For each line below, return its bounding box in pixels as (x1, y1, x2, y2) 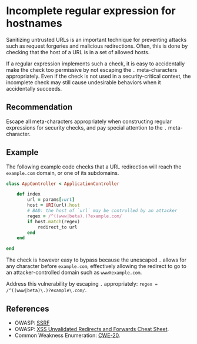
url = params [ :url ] (27, 197, 75, 203)
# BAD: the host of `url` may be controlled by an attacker (27, 208, 178, 214)
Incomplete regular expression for (6, 4, 176, 18)
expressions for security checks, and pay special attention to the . (6, 124, 167, 131)
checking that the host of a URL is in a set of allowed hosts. (6, 48, 150, 55)
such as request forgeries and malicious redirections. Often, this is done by (6, 42, 188, 49)
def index (16, 191, 41, 197)
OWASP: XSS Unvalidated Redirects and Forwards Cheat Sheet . (14, 326, 169, 332)
